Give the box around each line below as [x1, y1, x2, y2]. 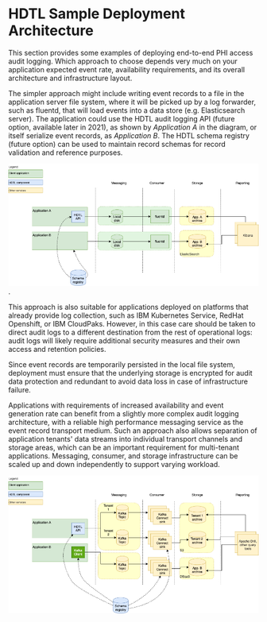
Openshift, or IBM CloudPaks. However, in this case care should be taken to [8, 319, 256, 328]
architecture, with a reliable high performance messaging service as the [8, 417, 244, 427]
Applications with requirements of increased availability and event [8, 400, 224, 410]
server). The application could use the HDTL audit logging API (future [8, 114, 235, 123]
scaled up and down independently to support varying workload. [8, 459, 220, 469]
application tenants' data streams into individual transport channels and [8, 434, 242, 443]
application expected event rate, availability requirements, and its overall [8, 64, 245, 74]
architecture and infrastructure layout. [8, 73, 133, 83]
